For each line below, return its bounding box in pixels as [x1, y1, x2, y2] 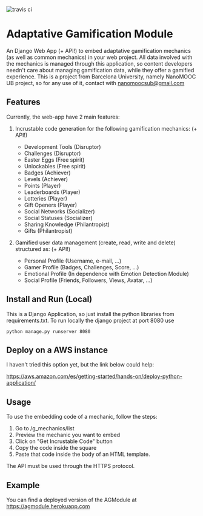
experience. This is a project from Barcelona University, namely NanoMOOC [6, 73, 196, 80]
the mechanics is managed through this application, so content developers [6, 60, 193, 67]
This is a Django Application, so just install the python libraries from [6, 310, 175, 317]
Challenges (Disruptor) [24, 150, 81, 157]
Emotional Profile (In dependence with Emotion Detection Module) [24, 270, 189, 277]
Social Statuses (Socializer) [24, 214, 93, 221]
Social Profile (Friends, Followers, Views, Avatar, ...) [24, 277, 153, 284]
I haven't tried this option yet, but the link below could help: [6, 361, 155, 368]
